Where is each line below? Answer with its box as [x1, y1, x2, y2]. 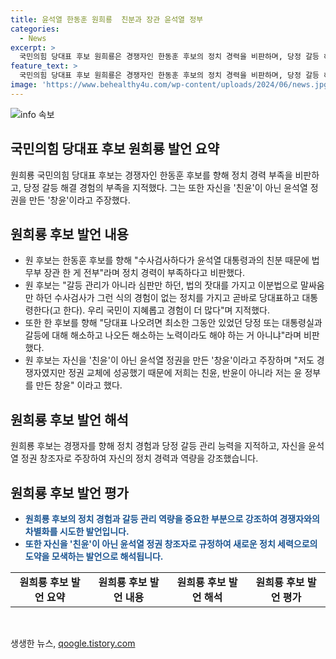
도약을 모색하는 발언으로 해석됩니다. [24, 551, 164, 562]
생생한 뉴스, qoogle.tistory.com [10, 637, 136, 649]
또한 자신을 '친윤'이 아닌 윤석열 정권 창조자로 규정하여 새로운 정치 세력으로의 [24, 538, 318, 550]
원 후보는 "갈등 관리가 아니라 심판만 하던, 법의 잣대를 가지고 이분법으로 [24, 279, 299, 291]
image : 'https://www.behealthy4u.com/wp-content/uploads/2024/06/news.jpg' [10, 80, 333, 90]
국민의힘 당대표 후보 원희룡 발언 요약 [10, 141, 220, 158]
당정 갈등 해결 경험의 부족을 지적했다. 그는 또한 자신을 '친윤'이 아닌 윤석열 [23, 181, 308, 193]
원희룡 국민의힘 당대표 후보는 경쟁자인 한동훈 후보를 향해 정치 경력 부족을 [10, 169, 293, 181]
